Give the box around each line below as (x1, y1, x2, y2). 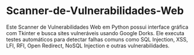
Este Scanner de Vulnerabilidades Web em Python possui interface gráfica (6, 23, 189, 30)
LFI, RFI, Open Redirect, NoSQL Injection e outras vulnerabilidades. (6, 42, 170, 49)
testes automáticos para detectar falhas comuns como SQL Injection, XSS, (6, 36, 188, 43)
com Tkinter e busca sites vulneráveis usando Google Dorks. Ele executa (6, 29, 185, 36)
